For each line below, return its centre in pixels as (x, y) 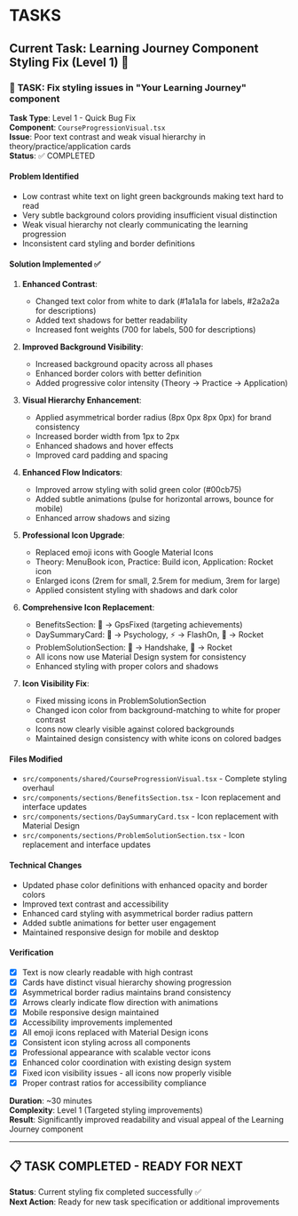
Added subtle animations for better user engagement (119, 923)
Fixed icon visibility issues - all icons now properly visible (127, 1073)
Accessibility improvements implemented (97, 1022)
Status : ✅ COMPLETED (52, 156)
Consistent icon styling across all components (106, 1043)
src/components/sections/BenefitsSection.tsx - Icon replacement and (151, 797)
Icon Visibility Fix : (56, 684)
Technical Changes (46, 865)
